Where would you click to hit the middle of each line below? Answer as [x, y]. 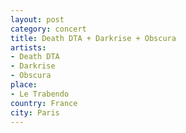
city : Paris [35, 112]
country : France [44, 103]
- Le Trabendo [40, 94]
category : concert [48, 29]
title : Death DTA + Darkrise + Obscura [93, 38]
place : [24, 85]
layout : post [37, 19]
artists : [28, 47]
